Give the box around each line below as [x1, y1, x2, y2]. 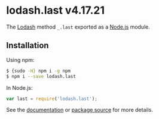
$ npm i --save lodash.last [6, 73, 77, 79]
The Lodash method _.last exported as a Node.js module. [6, 23, 151, 30]
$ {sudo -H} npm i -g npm [6, 68, 71, 74]
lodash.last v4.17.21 [6, 4, 105, 17]
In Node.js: [6, 84, 33, 91]
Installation [6, 40, 49, 51]
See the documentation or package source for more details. [6, 107, 154, 114]
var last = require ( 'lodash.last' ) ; [6, 96, 97, 102]
